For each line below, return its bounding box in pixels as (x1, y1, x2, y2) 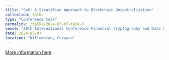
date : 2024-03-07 (5, 31, 42, 36)
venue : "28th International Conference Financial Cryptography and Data (5, 26, 161, 31)
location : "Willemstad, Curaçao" (5, 36, 75, 41)
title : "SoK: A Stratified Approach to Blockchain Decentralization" (5, 7, 154, 13)
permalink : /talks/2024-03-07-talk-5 (5, 21, 84, 27)
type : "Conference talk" (5, 17, 57, 22)
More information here (5, 49, 52, 55)
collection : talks (5, 12, 44, 17)
